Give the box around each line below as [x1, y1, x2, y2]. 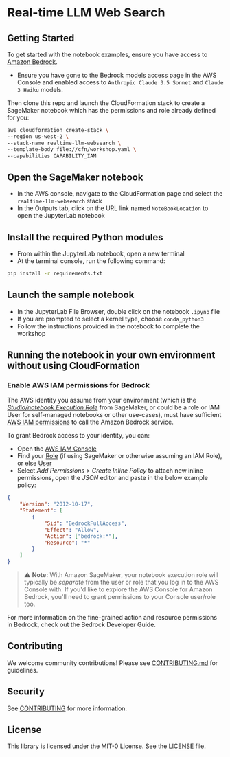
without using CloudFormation [7, 360, 141, 372]
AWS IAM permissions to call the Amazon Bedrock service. [7, 418, 174, 427]
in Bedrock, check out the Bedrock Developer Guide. [7, 620, 157, 629]
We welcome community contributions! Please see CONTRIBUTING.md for [7, 658, 218, 667]
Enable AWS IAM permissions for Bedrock [7, 381, 150, 389]
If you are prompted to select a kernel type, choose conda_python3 [16, 315, 204, 323]
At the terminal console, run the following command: [16, 257, 165, 265]
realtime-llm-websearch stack [16, 197, 102, 205]
